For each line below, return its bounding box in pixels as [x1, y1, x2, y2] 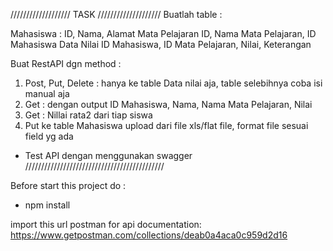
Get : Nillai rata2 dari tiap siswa [24, 109, 153, 121]
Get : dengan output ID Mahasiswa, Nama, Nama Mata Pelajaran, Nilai [24, 99, 313, 110]
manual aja [24, 88, 70, 99]
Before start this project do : [10, 180, 127, 191]
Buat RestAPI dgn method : [10, 58, 122, 69]
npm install [24, 199, 71, 211]
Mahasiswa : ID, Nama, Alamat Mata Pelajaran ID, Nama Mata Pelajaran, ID [10, 28, 317, 39]
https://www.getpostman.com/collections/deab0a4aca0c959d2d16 [10, 229, 288, 241]
